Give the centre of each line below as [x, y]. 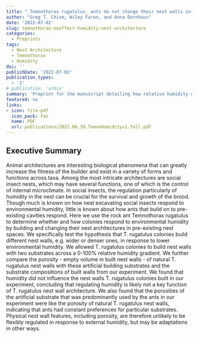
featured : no [22, 99]
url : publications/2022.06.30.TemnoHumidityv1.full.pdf [81, 127]
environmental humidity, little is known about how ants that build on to [91, 209]
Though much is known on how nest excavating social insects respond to [95, 203]
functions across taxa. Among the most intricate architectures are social [93, 177]
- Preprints [26, 39]
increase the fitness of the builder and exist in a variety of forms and [89, 171]
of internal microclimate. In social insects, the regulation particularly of [92, 190]
